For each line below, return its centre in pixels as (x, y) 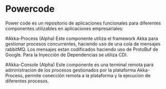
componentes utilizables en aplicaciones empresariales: (65, 28)
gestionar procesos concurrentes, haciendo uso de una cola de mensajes (83, 43)
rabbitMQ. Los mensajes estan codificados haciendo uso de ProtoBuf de (82, 49)
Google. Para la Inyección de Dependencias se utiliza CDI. (67, 55)
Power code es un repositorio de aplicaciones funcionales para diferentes (83, 23)
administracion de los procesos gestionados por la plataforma (71, 70)
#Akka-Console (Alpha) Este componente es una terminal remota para (79, 64)
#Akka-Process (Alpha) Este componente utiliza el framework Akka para (82, 38)
